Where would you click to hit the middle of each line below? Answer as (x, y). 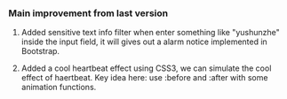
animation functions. (59, 88)
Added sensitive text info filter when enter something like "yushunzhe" (151, 33)
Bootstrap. (40, 51)
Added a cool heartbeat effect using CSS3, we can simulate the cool (146, 68)
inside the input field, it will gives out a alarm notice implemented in (144, 42)
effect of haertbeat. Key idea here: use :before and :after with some (144, 78)
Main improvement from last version (88, 13)
